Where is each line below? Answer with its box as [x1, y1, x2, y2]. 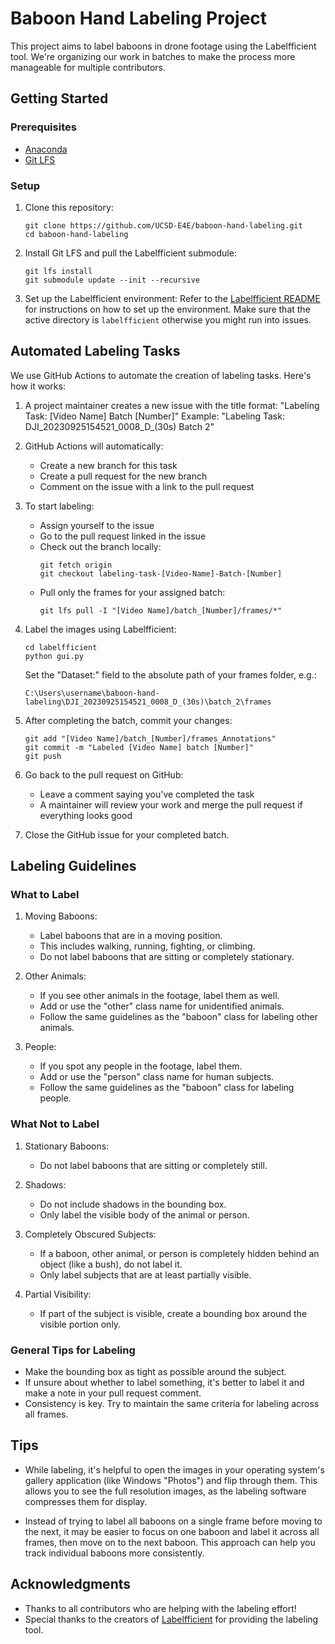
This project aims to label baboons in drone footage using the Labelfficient [10, 40, 317, 52]
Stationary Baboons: [24, 1140, 110, 1152]
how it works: [10, 380, 66, 392]
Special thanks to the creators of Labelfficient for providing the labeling [24, 1613, 319, 1625]
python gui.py [24, 651, 84, 661]
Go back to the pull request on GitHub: [24, 768, 184, 781]
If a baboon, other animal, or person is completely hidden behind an [39, 1247, 320, 1259]
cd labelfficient [24, 642, 98, 652]
